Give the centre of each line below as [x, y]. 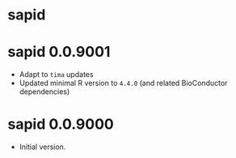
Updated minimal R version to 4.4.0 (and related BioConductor [123, 83]
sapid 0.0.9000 [61, 124]
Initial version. [42, 147]
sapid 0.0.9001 [59, 52]
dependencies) [44, 92]
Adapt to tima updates [56, 75]
